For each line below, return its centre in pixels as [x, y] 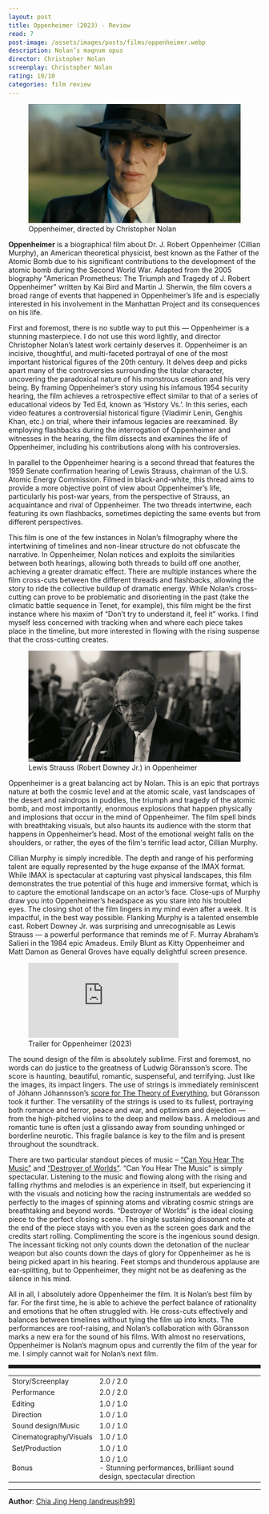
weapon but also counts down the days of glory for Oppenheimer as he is [130, 1253]
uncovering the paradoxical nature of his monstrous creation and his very [129, 379]
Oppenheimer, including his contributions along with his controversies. [124, 447]
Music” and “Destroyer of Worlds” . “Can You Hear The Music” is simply [125, 1168]
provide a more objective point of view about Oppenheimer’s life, [115, 488]
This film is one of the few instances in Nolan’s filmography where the [123, 538]
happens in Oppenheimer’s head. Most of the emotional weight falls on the [131, 834]
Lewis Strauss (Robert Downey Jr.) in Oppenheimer [113, 767]
